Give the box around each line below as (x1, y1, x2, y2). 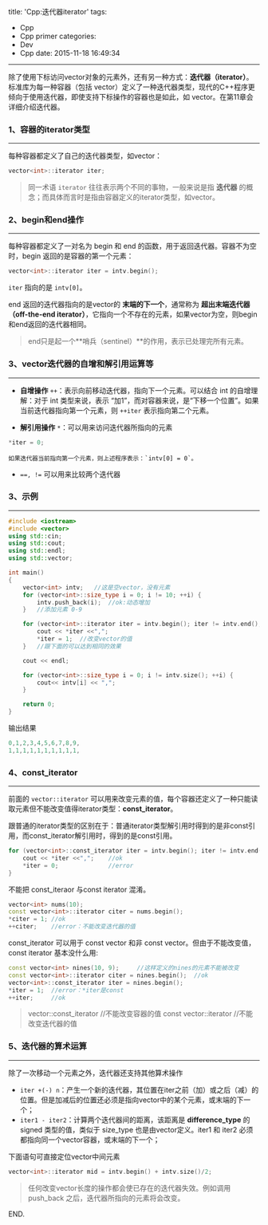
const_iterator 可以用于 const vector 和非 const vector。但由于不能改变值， (8, 938, 256, 947)
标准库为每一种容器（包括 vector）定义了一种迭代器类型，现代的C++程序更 (8, 82, 255, 92)
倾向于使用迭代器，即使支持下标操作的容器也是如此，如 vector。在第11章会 (8, 93, 254, 101)
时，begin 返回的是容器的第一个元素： (8, 251, 134, 261)
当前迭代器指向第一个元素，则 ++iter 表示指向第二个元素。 (19, 405, 214, 415)
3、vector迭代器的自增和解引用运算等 (8, 358, 154, 369)
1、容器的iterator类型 (8, 124, 90, 135)
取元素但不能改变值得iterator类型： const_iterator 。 (8, 804, 178, 813)
